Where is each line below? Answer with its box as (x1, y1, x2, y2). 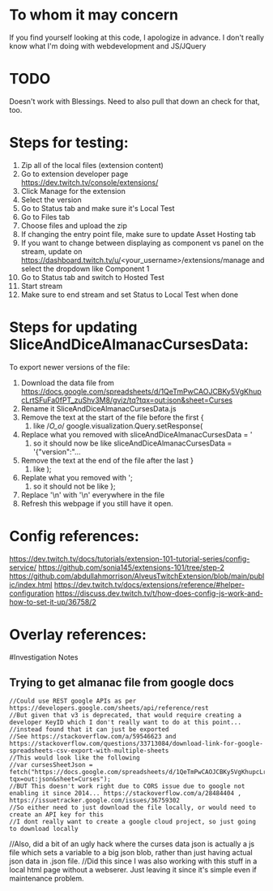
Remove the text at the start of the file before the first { (20, 412, 205, 422)
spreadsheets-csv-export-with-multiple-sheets (9, 747, 169, 755)
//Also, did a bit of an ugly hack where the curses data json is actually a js (9, 839, 254, 849)
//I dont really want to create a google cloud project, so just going (9, 818, 256, 826)
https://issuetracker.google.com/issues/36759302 (9, 797, 181, 805)
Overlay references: (9, 625, 147, 643)
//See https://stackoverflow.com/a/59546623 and (9, 733, 177, 741)
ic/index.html (9, 579, 53, 589)
